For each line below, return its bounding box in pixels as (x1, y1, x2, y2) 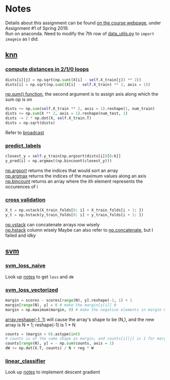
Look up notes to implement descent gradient (5, 369, 100, 375)
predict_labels (5, 142, 41, 149)
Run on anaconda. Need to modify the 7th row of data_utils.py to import (5, 30, 154, 36)
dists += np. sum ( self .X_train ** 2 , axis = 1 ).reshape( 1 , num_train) (5, 106, 155, 111)
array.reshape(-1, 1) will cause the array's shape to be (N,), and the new (5, 316, 154, 322)
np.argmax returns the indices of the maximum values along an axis (5, 173, 147, 179)
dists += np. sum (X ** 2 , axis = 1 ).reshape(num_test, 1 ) (5, 111, 128, 116)
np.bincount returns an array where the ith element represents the (5, 178, 143, 184)
